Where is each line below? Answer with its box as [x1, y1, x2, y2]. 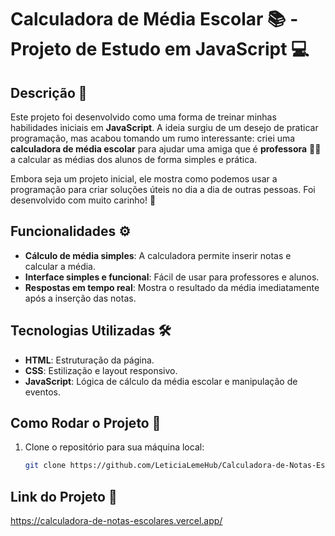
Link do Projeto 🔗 [10, 488, 118, 505]
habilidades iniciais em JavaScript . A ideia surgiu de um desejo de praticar [10, 122, 319, 133]
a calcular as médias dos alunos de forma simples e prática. [10, 154, 258, 165]
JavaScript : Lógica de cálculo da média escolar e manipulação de [24, 375, 298, 387]
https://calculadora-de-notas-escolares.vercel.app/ [10, 515, 223, 527]
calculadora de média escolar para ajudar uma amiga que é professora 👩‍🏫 [10, 143, 322, 155]
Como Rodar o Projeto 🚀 [10, 415, 162, 432]
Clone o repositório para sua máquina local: [24, 441, 205, 453]
